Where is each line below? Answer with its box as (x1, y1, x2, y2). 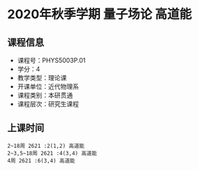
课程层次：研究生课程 (17, 100, 79, 108)
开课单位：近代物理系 (17, 82, 79, 91)
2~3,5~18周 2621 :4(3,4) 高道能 (7, 149, 98, 157)
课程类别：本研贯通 (17, 91, 73, 99)
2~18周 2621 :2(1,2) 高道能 (7, 142, 85, 149)
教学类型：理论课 (17, 74, 67, 82)
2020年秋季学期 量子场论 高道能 (7, 6, 192, 22)
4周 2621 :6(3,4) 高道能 (7, 157, 75, 164)
